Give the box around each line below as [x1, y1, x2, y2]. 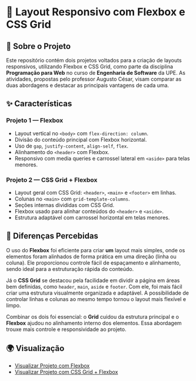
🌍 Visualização [6, 343, 65, 353]
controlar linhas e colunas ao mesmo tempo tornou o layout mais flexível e [6, 295, 187, 302]
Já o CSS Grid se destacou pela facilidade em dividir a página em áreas [6, 276, 180, 284]
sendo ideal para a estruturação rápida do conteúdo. [6, 265, 134, 272]
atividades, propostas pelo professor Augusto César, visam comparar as [6, 76, 182, 82]
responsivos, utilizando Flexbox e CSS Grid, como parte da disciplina [6, 63, 174, 70]
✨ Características [6, 99, 72, 109]
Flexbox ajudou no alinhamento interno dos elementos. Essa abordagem [6, 319, 182, 326]
